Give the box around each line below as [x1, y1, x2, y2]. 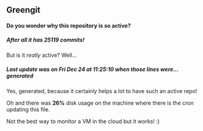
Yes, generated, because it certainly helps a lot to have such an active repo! [6, 87, 197, 94]
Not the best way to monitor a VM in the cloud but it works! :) [6, 118, 160, 125]
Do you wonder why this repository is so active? [6, 21, 131, 29]
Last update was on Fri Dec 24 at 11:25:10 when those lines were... [6, 65, 179, 73]
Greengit [6, 5, 41, 15]
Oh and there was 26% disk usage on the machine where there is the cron [6, 99, 194, 107]
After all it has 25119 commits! [6, 36, 85, 43]
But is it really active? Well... [6, 51, 77, 59]
